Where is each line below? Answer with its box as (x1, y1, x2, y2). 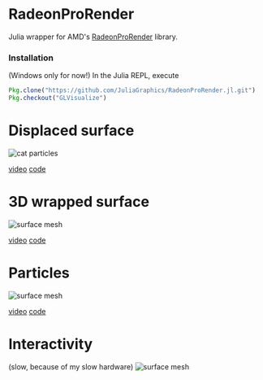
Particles (8, 264, 71, 282)
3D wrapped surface (8, 193, 150, 212)
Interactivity (8, 334, 93, 353)
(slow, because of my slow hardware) (8, 361, 134, 371)
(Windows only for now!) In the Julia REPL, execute (8, 71, 179, 81)
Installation (8, 52, 54, 63)
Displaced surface (8, 121, 135, 140)
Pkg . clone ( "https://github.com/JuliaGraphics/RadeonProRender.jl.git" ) (8, 86, 256, 94)
